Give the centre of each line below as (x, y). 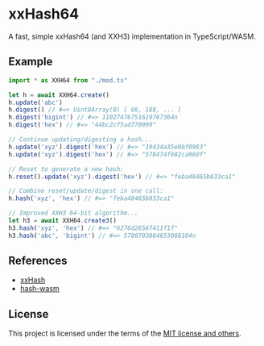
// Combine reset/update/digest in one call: (86, 191)
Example (31, 62)
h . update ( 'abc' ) (35, 102)
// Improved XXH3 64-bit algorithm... (73, 213)
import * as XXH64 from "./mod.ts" (68, 80)
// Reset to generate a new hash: (66, 169)
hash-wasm (40, 289)
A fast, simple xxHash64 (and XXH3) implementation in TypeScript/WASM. (132, 36)
